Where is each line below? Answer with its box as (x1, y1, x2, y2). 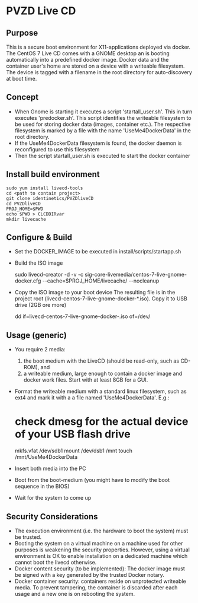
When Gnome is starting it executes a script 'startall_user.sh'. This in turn (14, 108, 193, 115)
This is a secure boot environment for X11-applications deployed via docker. (6, 43, 191, 50)
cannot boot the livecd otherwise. (14, 559, 97, 566)
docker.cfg (14, 277, 41, 284)
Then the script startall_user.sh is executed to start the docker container (14, 152, 190, 159)
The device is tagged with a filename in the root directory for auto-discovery (6, 69, 192, 75)
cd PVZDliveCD (6, 201, 41, 207)
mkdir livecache (6, 216, 46, 222)
